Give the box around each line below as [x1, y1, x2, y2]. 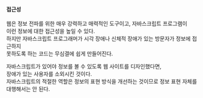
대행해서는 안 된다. [6, 85, 50, 93]
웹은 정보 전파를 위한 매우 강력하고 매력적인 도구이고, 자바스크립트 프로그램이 [6, 20, 188, 27]
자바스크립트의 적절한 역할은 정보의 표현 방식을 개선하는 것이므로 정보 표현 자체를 [6, 78, 198, 85]
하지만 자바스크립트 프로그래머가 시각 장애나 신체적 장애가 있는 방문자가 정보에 [6, 35, 191, 42]
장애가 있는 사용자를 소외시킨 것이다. [6, 70, 92, 78]
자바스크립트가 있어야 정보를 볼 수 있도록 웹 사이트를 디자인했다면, [6, 63, 162, 70]
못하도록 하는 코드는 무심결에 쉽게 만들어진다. [6, 50, 113, 57]
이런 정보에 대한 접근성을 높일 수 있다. [6, 28, 95, 35]
